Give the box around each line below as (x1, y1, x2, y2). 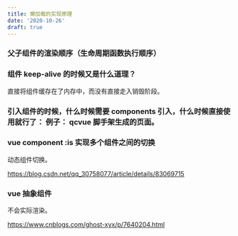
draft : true (7, 23, 43, 31)
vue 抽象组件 (7, 188, 52, 198)
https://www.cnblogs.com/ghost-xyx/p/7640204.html (7, 220, 165, 229)
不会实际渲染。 (7, 206, 51, 215)
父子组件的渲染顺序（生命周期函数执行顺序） (7, 48, 161, 58)
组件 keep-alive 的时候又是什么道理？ (7, 69, 137, 79)
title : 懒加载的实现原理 (7, 10, 73, 18)
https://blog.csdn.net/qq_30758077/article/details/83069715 (7, 169, 185, 178)
